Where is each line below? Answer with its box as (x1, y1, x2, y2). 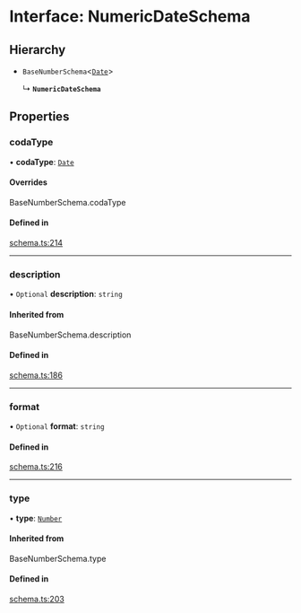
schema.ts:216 (9, 461, 63, 472)
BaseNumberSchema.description (9, 329, 132, 340)
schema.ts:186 (9, 370, 63, 381)
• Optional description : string (9, 289, 123, 300)
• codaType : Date (9, 156, 74, 167)
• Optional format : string (9, 421, 105, 432)
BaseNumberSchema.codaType (9, 197, 126, 207)
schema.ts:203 (9, 594, 64, 604)
